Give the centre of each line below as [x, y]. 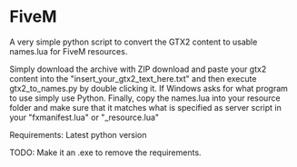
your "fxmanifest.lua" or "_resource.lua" [84, 117]
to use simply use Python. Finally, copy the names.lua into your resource [145, 98]
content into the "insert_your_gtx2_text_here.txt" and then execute [133, 78]
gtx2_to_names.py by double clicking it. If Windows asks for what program [149, 88]
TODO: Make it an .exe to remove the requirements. [105, 152]
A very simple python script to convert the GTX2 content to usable [134, 42]
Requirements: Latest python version [78, 134]
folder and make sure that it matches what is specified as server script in [145, 107]
